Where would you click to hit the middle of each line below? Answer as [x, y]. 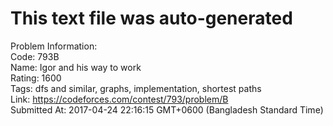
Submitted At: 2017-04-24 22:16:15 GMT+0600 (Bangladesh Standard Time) [167, 109]
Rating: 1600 [36, 78]
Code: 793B [35, 56]
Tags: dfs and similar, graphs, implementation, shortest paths [136, 88]
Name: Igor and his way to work [76, 67]
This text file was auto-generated [151, 18]
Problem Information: [54, 46]
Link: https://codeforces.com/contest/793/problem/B [119, 99]
